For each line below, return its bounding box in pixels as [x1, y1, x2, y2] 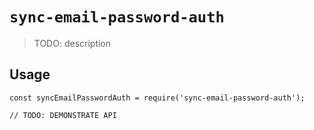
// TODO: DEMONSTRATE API [9, 110, 117, 120]
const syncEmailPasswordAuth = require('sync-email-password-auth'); [9, 93, 306, 103]
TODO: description [33, 37, 112, 49]
